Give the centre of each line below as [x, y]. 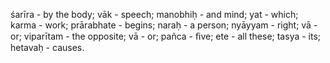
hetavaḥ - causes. [47, 47]
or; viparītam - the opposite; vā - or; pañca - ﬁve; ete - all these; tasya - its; [166, 36]
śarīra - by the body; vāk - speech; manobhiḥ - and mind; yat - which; [154, 14]
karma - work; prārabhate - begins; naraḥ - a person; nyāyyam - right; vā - [164, 25]
